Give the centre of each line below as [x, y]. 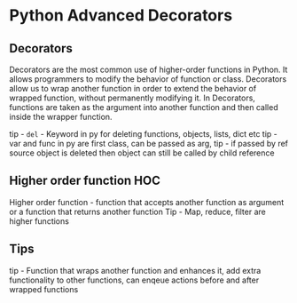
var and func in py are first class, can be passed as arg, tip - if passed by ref [149, 144]
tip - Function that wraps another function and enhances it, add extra [135, 270]
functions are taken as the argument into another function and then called [144, 107]
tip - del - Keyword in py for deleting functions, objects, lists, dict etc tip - [143, 134]
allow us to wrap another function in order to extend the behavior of [133, 88]
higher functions [39, 221]
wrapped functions [44, 289]
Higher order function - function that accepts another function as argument [147, 202]
